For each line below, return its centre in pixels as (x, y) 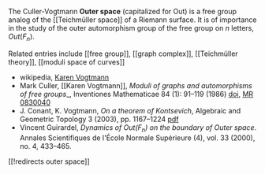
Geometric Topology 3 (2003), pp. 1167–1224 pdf (99, 119)
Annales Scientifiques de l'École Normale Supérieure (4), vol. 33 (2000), (137, 138)
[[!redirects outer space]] (49, 161)
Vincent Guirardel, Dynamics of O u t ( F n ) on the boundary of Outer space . (138, 128)
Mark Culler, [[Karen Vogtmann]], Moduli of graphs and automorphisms (136, 85)
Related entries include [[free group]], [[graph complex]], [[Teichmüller (123, 54)
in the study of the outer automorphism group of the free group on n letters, (131, 28)
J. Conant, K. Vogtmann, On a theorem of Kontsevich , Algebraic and (130, 110)
